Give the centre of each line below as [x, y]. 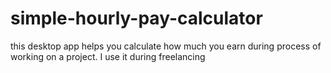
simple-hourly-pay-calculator [136, 18]
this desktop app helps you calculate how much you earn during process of [166, 46]
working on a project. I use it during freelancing [108, 56]
